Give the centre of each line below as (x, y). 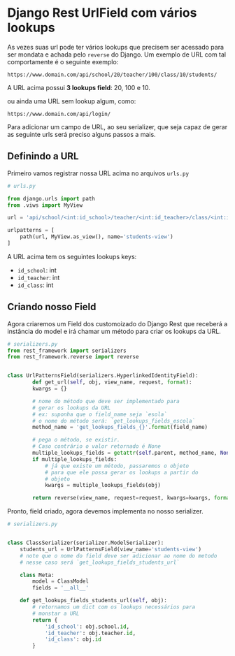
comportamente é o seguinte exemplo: (63, 61)
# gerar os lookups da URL (72, 408)
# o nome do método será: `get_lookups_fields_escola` (114, 421)
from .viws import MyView (45, 205)
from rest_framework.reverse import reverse (73, 357)
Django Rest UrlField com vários (102, 13)
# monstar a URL (56, 613)
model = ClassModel (61, 581)
